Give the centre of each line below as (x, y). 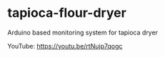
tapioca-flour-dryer (67, 13)
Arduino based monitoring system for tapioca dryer (83, 32)
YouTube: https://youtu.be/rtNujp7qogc (65, 46)
